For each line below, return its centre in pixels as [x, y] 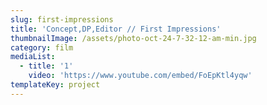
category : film [42, 47]
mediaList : [33, 57]
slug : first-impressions [62, 19]
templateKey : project [55, 85]
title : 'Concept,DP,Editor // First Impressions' [116, 29]
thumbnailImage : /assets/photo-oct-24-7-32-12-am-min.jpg [133, 38]
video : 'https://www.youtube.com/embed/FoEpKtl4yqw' [140, 76]
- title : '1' [46, 66]
